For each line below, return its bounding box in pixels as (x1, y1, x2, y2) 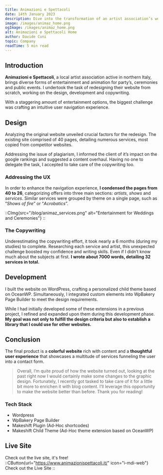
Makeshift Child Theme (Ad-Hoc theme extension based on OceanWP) (12, 427, 154, 434)
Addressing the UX (5, 174, 51, 181)
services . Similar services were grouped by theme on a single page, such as (5, 195, 158, 201)
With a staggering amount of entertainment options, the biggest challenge (5, 99, 153, 105)
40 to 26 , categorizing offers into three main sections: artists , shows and (5, 190, 151, 196)
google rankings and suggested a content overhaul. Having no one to (5, 156, 144, 162)
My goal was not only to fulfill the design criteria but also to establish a (5, 316, 150, 322)
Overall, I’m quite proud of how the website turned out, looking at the (16, 368, 155, 374)
